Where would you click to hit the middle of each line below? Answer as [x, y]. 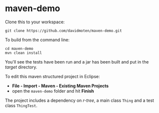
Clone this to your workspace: [35, 22]
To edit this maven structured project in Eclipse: [52, 76]
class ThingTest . [21, 105]
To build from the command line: [37, 40]
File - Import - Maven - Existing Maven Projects [60, 86]
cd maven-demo [19, 48]
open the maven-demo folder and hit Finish [53, 91]
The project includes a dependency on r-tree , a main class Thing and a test [79, 100]
